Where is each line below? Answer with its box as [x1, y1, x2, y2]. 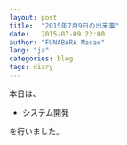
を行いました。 [9, 125, 64, 136]
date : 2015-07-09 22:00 [9, 29, 105, 38]
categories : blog [9, 54, 74, 63]
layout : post [9, 12, 58, 22]
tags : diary [9, 63, 53, 72]
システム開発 [21, 107, 69, 117]
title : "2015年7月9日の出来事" [9, 21, 120, 30]
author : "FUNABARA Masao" [9, 37, 105, 47]
